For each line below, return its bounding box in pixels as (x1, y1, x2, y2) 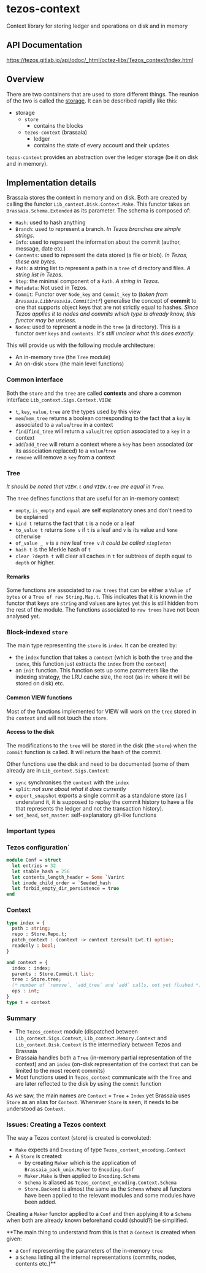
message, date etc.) (15, 245, 66, 252)
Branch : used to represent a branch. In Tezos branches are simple (15, 225, 181, 233)
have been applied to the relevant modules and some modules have (24, 1192, 196, 1199)
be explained (15, 513, 48, 520)
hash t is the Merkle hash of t (15, 545, 91, 553)
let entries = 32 (12, 862, 56, 869)
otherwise (15, 532, 41, 540)
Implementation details (6, 177, 97, 188)
